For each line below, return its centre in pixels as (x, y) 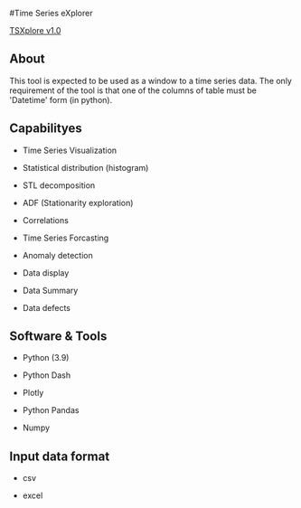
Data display (46, 273)
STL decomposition (59, 185)
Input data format (60, 456)
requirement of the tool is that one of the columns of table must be (133, 90)
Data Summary (50, 290)
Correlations (46, 220)
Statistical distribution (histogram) (85, 167)
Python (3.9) (46, 358)
